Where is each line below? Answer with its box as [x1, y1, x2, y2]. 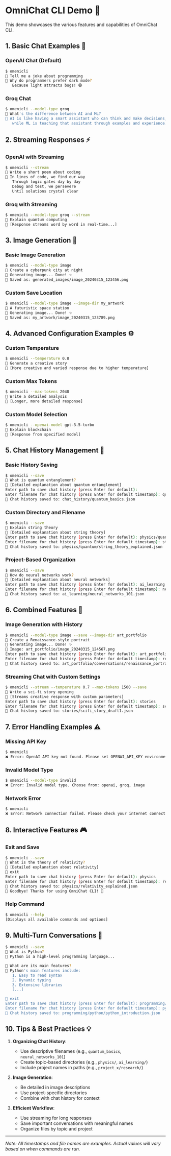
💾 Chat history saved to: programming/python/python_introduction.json [5, 1010, 160, 1016]
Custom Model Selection [5, 411, 68, 418]
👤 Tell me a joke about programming [5, 74, 83, 79]
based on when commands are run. [5, 1146, 80, 1152]
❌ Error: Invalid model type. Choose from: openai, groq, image [5, 782, 145, 788]
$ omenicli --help [5, 912, 44, 917]
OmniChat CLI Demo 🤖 [5, 5, 101, 16]
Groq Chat [5, 95, 32, 102]
